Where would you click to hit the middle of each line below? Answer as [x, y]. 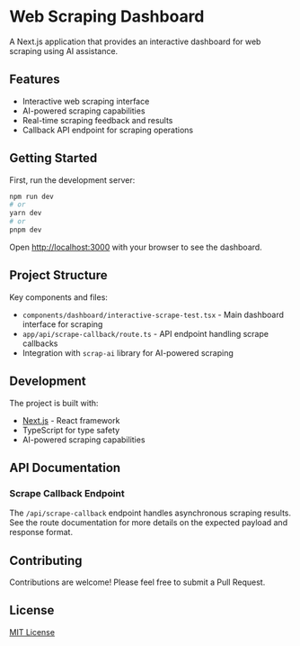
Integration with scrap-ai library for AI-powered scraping [128, 352]
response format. [41, 532]
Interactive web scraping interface [86, 101]
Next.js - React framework [71, 420]
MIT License [32, 632]
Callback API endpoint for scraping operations [108, 130]
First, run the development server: [72, 180]
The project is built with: [54, 403]
